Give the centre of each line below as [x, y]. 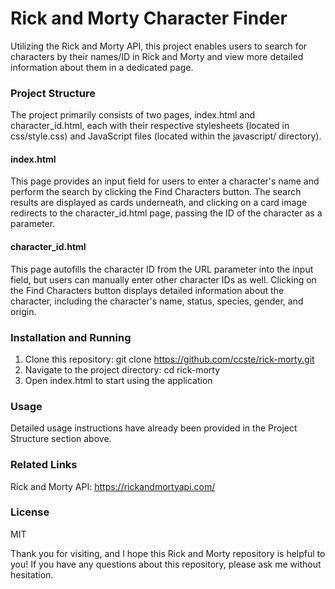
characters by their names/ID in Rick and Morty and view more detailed [157, 56]
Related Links [44, 465]
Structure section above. [61, 439]
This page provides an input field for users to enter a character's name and [165, 181]
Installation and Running [71, 337]
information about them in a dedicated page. [102, 67]
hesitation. [32, 574]
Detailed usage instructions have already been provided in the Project [154, 428]
